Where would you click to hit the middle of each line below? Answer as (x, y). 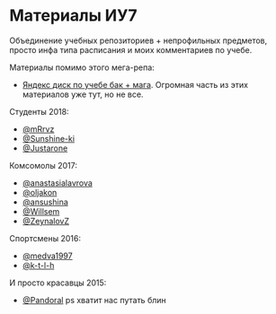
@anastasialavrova (57, 183)
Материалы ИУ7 (73, 16)
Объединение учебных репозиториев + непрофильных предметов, (138, 40)
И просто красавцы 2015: (58, 283)
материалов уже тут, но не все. (83, 94)
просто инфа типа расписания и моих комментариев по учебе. (131, 49)
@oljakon (40, 192)
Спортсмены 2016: (45, 238)
